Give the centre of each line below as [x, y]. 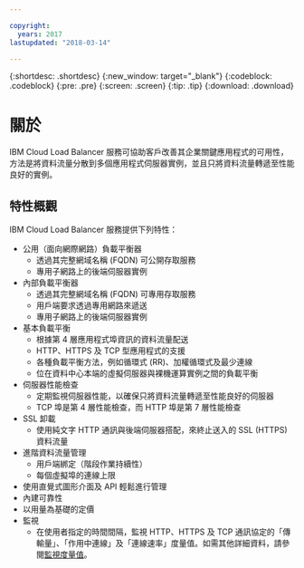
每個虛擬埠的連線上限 [76, 476]
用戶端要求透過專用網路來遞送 [91, 305]
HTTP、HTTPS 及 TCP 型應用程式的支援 [111, 351]
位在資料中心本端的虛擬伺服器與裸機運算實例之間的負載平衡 [147, 373]
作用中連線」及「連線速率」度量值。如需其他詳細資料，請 [175, 544]
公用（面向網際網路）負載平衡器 [82, 249]
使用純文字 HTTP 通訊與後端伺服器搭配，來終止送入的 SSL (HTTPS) [161, 430]
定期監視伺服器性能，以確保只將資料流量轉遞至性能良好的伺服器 [155, 396]
